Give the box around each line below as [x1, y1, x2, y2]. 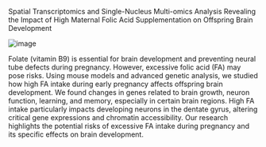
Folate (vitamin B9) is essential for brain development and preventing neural [8, 55, 256, 63]
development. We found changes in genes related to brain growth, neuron [8, 88, 250, 97]
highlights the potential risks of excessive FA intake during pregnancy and [8, 122, 250, 130]
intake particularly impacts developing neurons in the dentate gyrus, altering [8, 104, 258, 114]
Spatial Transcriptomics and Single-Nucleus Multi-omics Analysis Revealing [8, 7, 256, 16]
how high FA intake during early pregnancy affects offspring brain [8, 79, 224, 89]
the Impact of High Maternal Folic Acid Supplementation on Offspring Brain [8, 15, 253, 24]
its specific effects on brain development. [8, 130, 145, 139]
